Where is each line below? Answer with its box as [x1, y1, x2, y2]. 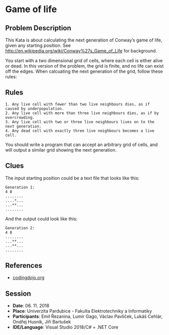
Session [5, 289, 31, 298]
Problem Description [5, 24, 72, 32]
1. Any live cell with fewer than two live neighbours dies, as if [5, 102, 150, 107]
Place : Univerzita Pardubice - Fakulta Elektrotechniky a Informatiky [12, 308, 152, 314]
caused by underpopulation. [5, 106, 65, 111]
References [5, 261, 42, 270]
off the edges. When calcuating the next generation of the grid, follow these [5, 68, 163, 74]
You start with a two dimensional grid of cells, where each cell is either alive [5, 58, 163, 64]
